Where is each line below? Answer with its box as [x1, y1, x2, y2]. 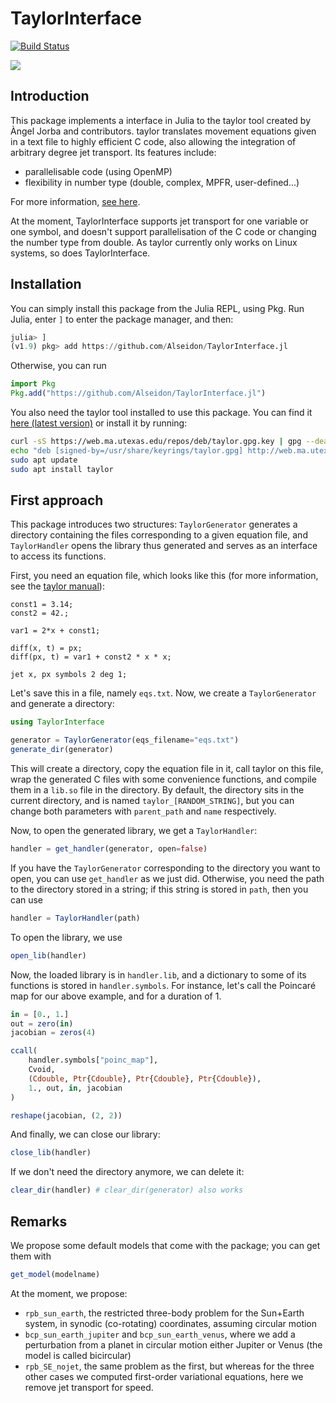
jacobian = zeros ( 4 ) [10, 1028, 97, 1038]
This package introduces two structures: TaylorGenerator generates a [10, 518, 298, 531]
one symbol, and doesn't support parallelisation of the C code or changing [10, 225, 317, 237]
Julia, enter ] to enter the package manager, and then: [10, 313, 234, 325]
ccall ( [10, 1046, 38, 1056]
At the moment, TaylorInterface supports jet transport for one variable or [10, 215, 309, 227]
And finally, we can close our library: [10, 1128, 161, 1141]
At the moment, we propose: [10, 1287, 128, 1299]
